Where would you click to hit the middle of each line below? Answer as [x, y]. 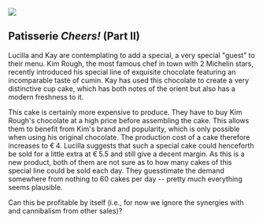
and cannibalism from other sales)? [65, 210]
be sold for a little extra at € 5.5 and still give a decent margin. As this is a [127, 154]
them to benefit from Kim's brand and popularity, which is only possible [124, 129]
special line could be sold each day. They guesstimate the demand [116, 170]
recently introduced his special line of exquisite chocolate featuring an [122, 71]
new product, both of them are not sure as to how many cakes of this [120, 162]
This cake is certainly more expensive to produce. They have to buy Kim [125, 112]
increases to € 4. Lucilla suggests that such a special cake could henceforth [131, 145]
